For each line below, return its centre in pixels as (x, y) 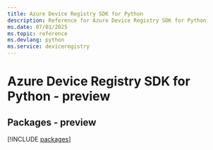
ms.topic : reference (38, 33)
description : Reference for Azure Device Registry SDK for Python (107, 20)
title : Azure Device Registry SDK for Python (75, 14)
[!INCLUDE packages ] (39, 139)
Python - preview (59, 96)
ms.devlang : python (36, 40)
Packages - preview (52, 122)
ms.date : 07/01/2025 (38, 27)
